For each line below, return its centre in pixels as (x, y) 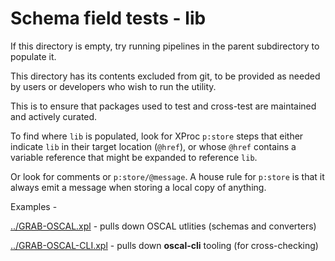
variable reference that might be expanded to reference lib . (134, 157)
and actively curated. (54, 116)
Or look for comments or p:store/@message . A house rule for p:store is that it (167, 176)
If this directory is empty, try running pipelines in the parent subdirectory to (165, 46)
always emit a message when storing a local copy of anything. (138, 187)
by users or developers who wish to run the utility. (113, 86)
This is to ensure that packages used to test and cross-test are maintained (163, 106)
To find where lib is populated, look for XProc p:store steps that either (157, 136)
